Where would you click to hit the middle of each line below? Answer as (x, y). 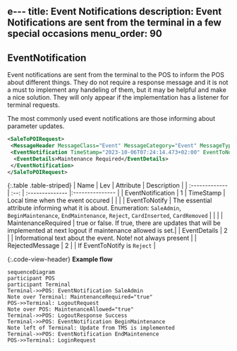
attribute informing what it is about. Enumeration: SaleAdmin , (94, 208)
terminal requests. (34, 105)
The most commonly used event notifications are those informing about (111, 119)
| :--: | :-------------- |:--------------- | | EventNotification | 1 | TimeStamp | (116, 193)
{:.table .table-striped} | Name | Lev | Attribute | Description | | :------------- (117, 185)
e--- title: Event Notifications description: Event (115, 12)
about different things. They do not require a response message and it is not (118, 82)
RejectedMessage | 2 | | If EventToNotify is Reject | (82, 246)
